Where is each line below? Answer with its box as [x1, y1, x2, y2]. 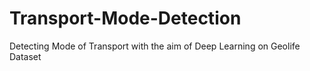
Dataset [9, 50, 42, 62]
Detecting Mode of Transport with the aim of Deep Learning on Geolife [9, 40, 301, 52]
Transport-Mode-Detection [9, 7, 242, 30]
